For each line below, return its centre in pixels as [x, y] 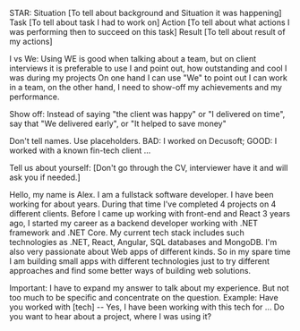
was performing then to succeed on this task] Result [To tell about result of [147, 32]
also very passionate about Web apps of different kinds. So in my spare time [150, 251]
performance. [34, 97]
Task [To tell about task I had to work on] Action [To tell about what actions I [150, 22]
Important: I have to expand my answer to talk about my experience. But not [149, 288]
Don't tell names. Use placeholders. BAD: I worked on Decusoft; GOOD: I [143, 141]
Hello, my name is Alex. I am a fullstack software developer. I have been [141, 195]
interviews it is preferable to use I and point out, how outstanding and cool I [148, 68]
